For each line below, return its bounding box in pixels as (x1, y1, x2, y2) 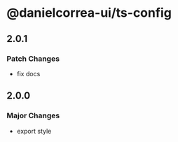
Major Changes (6, 111, 60, 120)
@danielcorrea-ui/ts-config (6, 5, 172, 21)
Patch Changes (6, 54, 60, 64)
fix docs (16, 69, 41, 78)
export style (16, 127, 52, 135)
